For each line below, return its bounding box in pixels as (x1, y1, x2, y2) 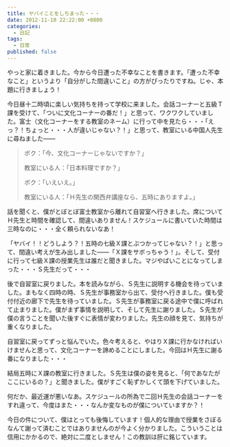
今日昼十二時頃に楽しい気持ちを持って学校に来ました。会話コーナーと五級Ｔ (7, 100, 224, 108)
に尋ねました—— (7, 134, 56, 142)
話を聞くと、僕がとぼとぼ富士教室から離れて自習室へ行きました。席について (7, 207, 223, 215)
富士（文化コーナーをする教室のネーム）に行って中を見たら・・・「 (19, 117, 208, 125)
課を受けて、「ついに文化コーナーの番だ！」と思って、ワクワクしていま (7, 108, 208, 117)
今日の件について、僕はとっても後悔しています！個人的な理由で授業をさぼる (7, 415, 222, 424)
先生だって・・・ (43, 265, 91, 273)
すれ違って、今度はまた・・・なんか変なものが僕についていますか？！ (7, 400, 205, 409)
